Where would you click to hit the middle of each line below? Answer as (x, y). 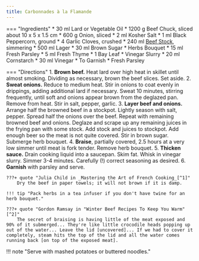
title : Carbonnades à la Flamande (49, 12)
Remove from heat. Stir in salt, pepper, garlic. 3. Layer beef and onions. (94, 103)
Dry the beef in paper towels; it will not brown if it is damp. (100, 183)
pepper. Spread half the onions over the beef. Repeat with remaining (90, 116)
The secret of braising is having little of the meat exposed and (101, 219)
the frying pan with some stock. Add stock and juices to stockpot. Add (92, 129)
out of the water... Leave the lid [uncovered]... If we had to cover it (100, 230)
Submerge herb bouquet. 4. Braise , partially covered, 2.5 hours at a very (95, 141)
